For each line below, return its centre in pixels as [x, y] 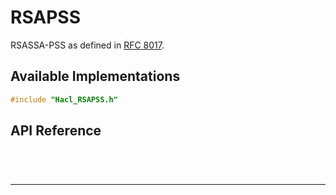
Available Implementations [95, 76]
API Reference [56, 131]
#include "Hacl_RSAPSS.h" [64, 99]
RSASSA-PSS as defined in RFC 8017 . [87, 45]
